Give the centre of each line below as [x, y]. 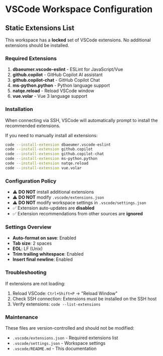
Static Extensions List [40, 28]
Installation [19, 109]
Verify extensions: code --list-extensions [56, 304]
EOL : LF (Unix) [28, 249]
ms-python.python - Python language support [61, 85]
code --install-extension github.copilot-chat [55, 154]
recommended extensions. [33, 126]
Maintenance [22, 317]
